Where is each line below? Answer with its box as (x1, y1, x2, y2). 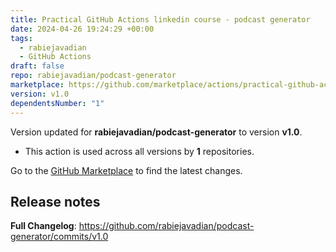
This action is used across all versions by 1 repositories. (24, 145, 255, 157)
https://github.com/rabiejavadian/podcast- (78, 220, 255, 232)
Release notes (10, 193, 101, 210)
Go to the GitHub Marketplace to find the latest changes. (10, 164, 243, 176)
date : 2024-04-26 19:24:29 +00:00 (10, 24, 155, 34)
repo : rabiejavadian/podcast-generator (10, 71, 177, 81)
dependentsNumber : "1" (10, 98, 105, 108)
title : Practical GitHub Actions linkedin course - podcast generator (10, 14, 311, 25)
